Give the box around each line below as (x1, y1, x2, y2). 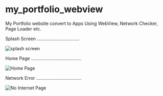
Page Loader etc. (5, 25, 42, 31)
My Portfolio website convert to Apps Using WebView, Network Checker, (5, 20, 158, 26)
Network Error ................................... (5, 75, 82, 81)
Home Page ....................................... (5, 55, 82, 61)
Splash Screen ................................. (5, 36, 80, 42)
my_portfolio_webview (5, 4, 103, 15)
